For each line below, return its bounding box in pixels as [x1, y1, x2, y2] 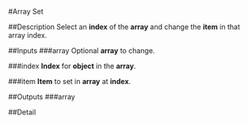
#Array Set [8, 7, 44, 16]
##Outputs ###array [8, 92, 75, 102]
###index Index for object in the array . [8, 61, 136, 71]
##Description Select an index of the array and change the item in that [8, 22, 240, 31]
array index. [8, 31, 48, 40]
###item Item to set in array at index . [8, 77, 132, 86]
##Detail [8, 107, 36, 117]
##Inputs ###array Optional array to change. [8, 46, 155, 55]
